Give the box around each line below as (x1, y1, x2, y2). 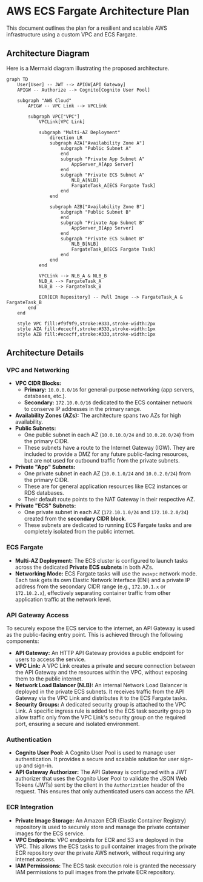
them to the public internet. (15, 675, 83, 682)
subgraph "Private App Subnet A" (60, 156, 145, 162)
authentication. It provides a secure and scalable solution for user (15, 756, 179, 763)
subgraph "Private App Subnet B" (60, 220, 145, 226)
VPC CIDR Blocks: (15, 379, 62, 387)
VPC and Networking (6, 366, 70, 375)
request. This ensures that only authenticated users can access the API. (15, 788, 195, 795)
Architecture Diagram (6, 49, 90, 59)
